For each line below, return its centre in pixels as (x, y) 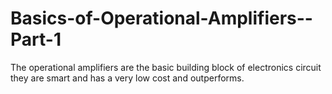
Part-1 (36, 39)
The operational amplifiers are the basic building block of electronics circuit (166, 67)
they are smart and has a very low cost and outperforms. (127, 78)
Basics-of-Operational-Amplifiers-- (161, 18)
